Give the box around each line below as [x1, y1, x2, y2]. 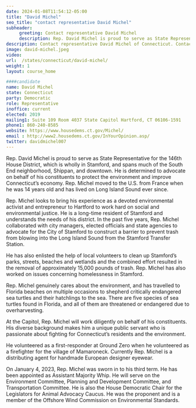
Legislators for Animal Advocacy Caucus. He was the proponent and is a [6, 390, 180, 397]
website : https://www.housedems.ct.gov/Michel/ [6, 128, 124, 134]
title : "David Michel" [6, 14, 61, 20]
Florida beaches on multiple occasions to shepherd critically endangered [6, 288, 181, 295]
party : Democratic [6, 95, 51, 101]
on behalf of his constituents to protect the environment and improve [6, 173, 171, 180]
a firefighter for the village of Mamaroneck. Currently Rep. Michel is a [6, 348, 173, 355]
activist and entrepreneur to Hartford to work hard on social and [6, 203, 159, 210]
